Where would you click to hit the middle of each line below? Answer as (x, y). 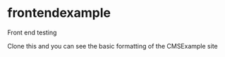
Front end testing (32, 32)
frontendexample (59, 13)
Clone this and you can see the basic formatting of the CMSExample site (112, 46)
